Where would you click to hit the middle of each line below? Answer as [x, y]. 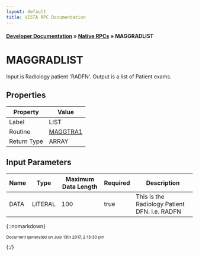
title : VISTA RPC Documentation [46, 17]
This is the [150, 197]
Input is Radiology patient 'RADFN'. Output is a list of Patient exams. [89, 77]
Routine [20, 131]
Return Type [26, 141]
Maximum [80, 179]
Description [163, 183]
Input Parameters [39, 162]
